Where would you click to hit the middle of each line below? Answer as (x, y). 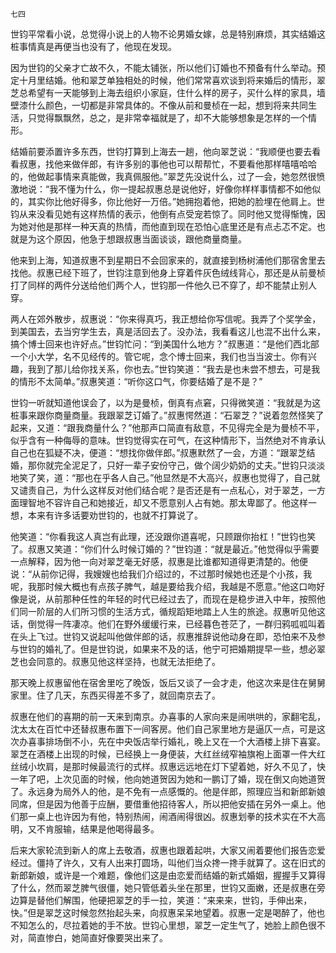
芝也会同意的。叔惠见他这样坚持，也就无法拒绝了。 (115, 661)
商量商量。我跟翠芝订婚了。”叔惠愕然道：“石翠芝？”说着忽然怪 (180, 415)
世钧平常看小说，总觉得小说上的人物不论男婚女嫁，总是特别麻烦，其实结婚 (163, 34)
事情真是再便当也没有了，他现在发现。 (97, 46)
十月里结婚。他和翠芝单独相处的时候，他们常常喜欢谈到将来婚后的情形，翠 (172, 80)
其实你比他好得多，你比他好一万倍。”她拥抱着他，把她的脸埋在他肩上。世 (176, 201)
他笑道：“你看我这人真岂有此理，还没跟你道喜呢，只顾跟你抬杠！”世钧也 (159, 536)
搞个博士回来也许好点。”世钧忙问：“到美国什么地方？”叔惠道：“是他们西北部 (165, 344)
